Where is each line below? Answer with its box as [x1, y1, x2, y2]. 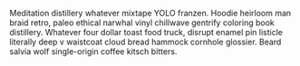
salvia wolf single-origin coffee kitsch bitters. [9, 46, 178, 57]
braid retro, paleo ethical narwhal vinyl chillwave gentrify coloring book [9, 17, 275, 28]
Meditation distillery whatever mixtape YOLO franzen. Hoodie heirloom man [9, 8, 292, 18]
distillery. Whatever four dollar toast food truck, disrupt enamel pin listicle [9, 27, 284, 37]
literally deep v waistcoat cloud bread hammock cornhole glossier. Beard [9, 36, 282, 47]
